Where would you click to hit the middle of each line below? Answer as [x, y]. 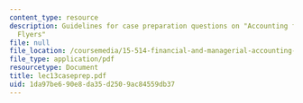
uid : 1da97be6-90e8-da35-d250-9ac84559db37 [92, 84]
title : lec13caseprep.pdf [58, 76]
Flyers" [32, 34]
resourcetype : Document [54, 68]
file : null [30, 43]
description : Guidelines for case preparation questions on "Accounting [149, 26]
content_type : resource [54, 17]
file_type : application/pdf [62, 59]
